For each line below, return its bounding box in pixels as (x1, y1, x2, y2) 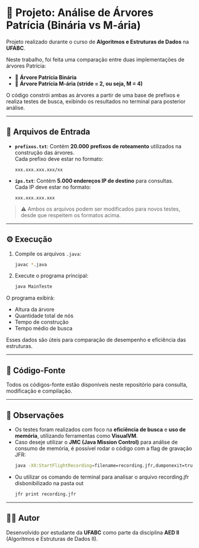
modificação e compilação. (6, 387, 72, 394)
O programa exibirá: (6, 294, 55, 302)
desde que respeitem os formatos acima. (20, 211, 121, 219)
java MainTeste (14, 283, 53, 290)
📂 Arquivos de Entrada (6, 127, 91, 137)
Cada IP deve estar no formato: (14, 183, 91, 190)
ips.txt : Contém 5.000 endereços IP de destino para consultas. (14, 177, 174, 184)
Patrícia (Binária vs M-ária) (6, 18, 141, 32)
